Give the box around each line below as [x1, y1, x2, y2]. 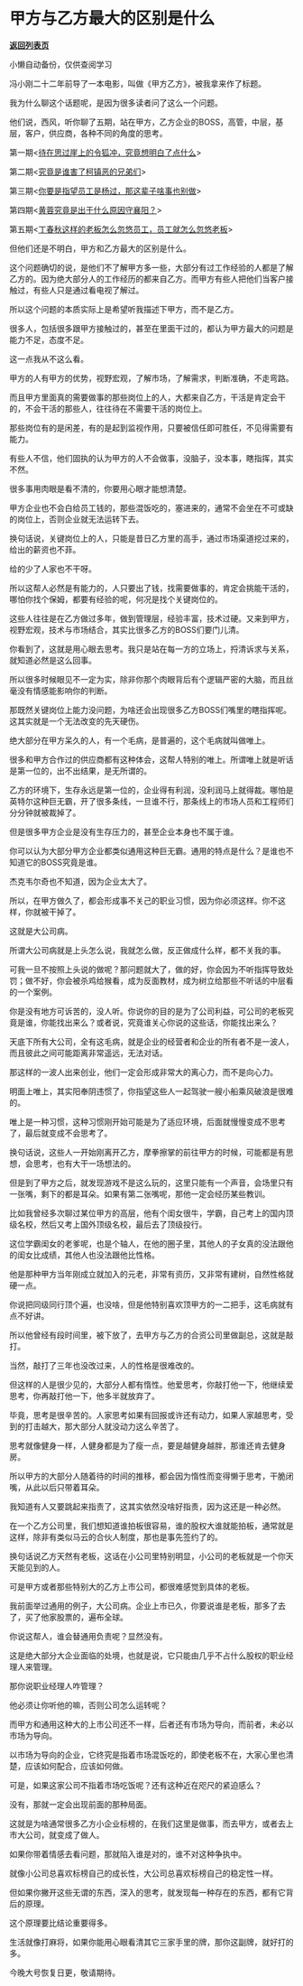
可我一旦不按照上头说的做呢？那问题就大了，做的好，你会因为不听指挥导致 [9, 963, 286, 975]
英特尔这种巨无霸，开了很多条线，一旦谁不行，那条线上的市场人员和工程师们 [9, 795, 294, 806]
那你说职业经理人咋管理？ [9, 1680, 105, 1691]
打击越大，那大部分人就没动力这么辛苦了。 [24, 1421, 183, 1432]
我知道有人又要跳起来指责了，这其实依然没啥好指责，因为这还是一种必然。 [9, 1500, 286, 1512]
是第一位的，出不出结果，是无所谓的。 [9, 765, 151, 776]
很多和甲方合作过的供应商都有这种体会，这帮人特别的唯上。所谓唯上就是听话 [9, 754, 294, 765]
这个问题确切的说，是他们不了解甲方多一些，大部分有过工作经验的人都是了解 [9, 262, 294, 273]
